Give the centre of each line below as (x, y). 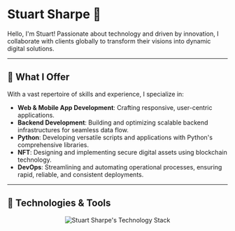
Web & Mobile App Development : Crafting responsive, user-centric (115, 107)
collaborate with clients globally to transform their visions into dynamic (109, 41)
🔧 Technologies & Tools (59, 203)
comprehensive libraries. (53, 145)
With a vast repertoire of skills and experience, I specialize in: (95, 94)
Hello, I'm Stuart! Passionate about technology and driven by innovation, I (113, 34)
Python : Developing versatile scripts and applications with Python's (115, 137)
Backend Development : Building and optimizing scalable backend (113, 122)
